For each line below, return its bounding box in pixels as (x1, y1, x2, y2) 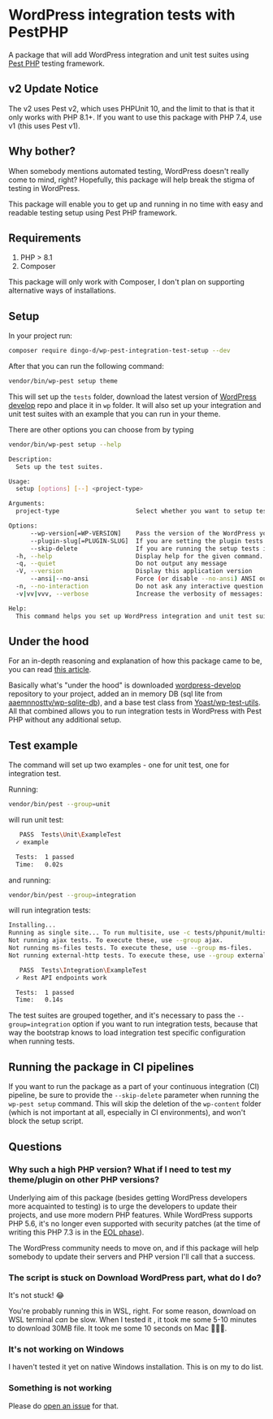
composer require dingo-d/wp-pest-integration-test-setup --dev (8, 347, 231, 355)
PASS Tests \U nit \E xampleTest (19, 831, 122, 839)
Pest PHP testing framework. (8, 59, 106, 68)
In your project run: (8, 331, 73, 341)
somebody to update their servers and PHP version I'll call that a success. (8, 1252, 256, 1261)
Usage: (8, 477, 31, 485)
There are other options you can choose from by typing (8, 424, 194, 434)
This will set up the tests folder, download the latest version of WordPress (8, 392, 258, 401)
